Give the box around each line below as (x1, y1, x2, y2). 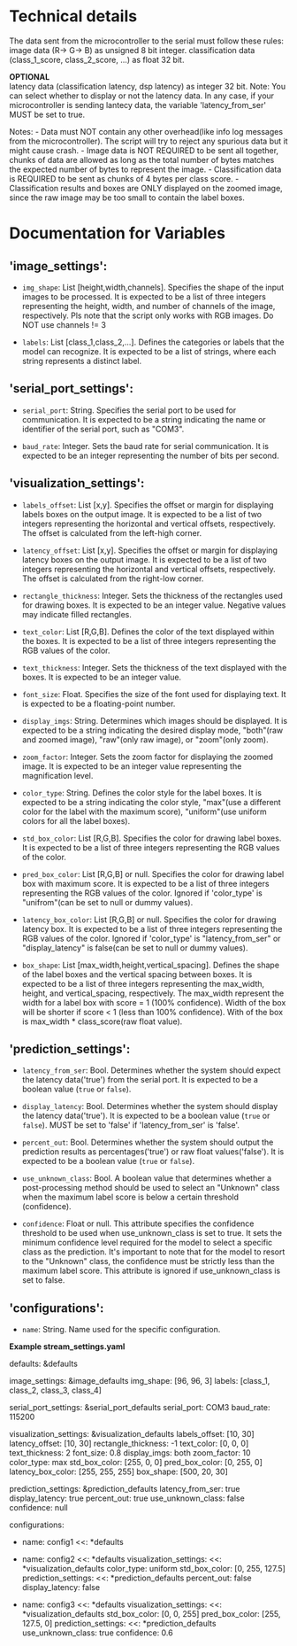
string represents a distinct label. (21, 355, 142, 366)
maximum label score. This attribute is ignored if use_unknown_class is (21, 1265, 281, 1277)
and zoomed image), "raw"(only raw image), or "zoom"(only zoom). (21, 734, 269, 745)
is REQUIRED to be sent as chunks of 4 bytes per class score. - (9, 173, 240, 183)
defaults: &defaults (9, 1358, 78, 1370)
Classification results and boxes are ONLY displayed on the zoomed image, (9, 182, 283, 193)
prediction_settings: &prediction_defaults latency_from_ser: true (9, 1484, 240, 1495)
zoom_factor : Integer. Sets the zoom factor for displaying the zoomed (21, 751, 274, 762)
